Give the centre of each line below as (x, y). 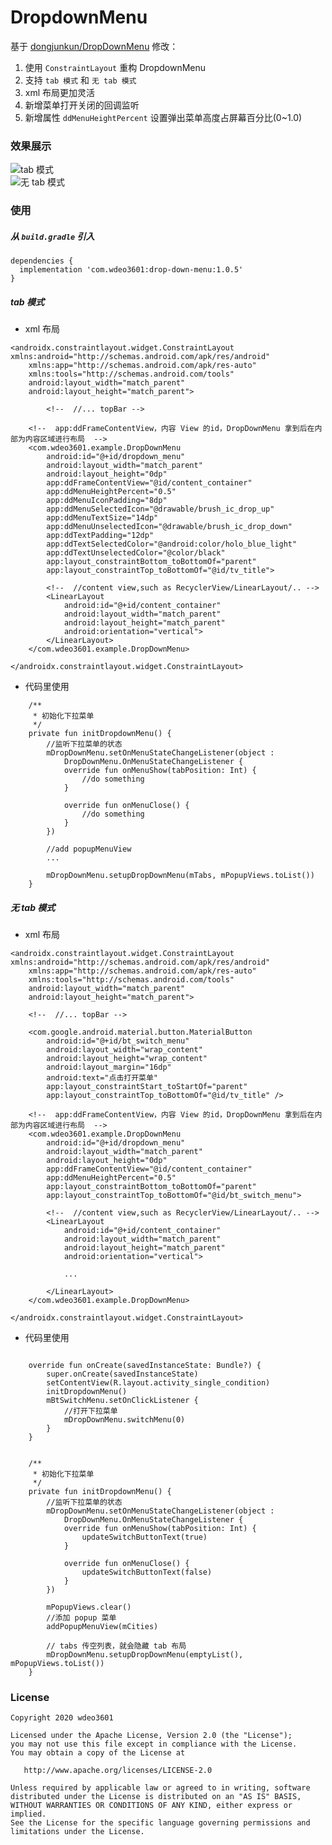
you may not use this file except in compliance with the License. (154, 1744)
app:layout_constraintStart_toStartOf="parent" (147, 1087)
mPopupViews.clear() (89, 1607)
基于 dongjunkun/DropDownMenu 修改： (94, 46)
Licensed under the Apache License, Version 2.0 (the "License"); (151, 1736)
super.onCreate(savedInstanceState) (122, 1374)
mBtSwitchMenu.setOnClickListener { (122, 1401)
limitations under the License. (77, 1832)
